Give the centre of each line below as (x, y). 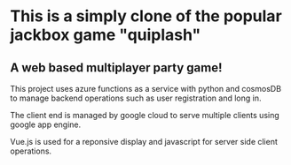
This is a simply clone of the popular (146, 16)
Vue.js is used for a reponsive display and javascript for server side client (144, 142)
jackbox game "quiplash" (106, 35)
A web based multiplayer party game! (116, 67)
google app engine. (46, 124)
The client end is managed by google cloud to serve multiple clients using (145, 115)
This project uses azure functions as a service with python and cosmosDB (146, 89)
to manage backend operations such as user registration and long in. (136, 98)
